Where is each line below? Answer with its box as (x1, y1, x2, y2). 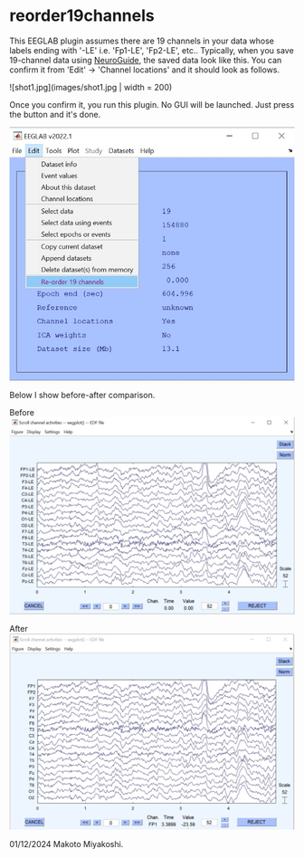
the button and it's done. (9, 109, 101, 119)
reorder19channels (9, 5, 156, 26)
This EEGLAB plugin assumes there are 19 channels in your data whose (9, 35, 274, 46)
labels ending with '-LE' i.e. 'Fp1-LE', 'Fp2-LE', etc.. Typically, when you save (9, 44, 294, 55)
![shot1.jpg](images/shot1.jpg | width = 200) (9, 81, 173, 92)
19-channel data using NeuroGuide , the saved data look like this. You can (9, 54, 282, 65)
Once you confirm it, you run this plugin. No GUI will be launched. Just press (9, 99, 295, 110)
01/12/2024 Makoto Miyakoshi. (9, 839, 124, 850)
